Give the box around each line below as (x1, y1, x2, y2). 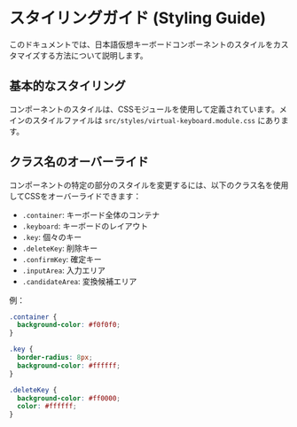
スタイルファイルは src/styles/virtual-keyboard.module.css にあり (32, 114, 281, 125)
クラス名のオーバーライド (9, 154, 149, 169)
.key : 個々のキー (21, 231, 82, 242)
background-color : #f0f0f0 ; (17, 321, 121, 330)
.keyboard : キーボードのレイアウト (21, 221, 149, 231)
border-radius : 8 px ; (17, 353, 93, 362)
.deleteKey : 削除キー (21, 243, 98, 253)
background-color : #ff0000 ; (17, 393, 121, 403)
